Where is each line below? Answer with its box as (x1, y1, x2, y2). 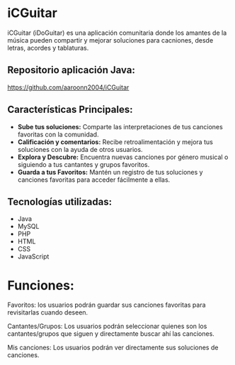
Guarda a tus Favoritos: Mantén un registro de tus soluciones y (17, 168, 203, 176)
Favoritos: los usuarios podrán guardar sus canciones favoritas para (7, 300, 207, 310)
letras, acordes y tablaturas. (7, 43, 89, 52)
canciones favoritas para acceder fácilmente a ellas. (17, 175, 171, 184)
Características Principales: (7, 104, 133, 116)
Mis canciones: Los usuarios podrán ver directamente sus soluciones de (7, 343, 219, 352)
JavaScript (17, 252, 50, 261)
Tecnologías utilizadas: (7, 195, 112, 207)
